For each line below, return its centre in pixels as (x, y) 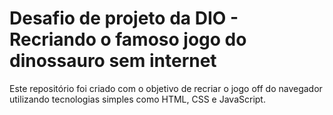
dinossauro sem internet (113, 61)
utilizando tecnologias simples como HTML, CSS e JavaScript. (137, 99)
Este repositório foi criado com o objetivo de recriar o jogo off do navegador (166, 88)
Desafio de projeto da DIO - (124, 18)
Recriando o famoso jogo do (128, 39)
